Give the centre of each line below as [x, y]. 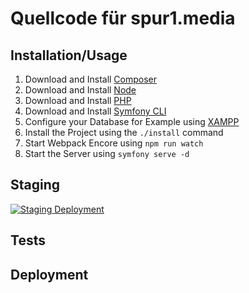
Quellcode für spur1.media [123, 18]
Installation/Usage [69, 55]
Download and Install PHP [78, 100]
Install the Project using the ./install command [124, 132]
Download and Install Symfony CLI [95, 111]
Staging [35, 185]
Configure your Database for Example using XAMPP [132, 121]
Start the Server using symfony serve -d [107, 153]
